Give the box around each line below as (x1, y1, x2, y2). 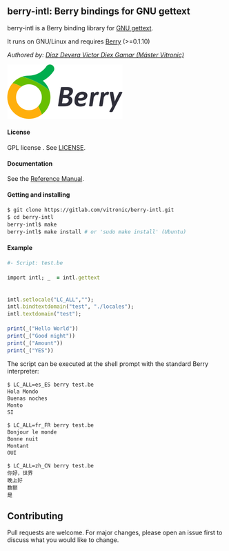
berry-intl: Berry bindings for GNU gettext (7, 6, 191, 17)
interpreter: (7, 367, 39, 375)
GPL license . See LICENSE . (7, 144, 86, 152)
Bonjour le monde (7, 428, 57, 436)
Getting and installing (7, 190, 70, 199)
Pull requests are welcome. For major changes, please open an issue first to (7, 528, 223, 537)
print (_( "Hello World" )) (7, 325, 79, 332)
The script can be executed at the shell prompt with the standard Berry (7, 359, 209, 368)
